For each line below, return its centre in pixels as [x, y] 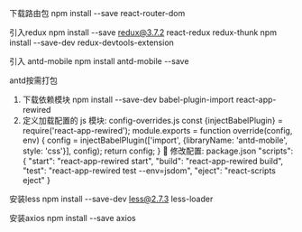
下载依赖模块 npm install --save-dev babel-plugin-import [128, 99]
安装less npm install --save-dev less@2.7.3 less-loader [111, 199]
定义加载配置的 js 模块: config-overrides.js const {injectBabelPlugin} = [153, 121]
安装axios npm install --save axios [73, 218]
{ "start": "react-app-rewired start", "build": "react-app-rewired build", [153, 161]
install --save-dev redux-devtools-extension [92, 42]
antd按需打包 [34, 80]
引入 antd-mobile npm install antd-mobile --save [99, 61]
